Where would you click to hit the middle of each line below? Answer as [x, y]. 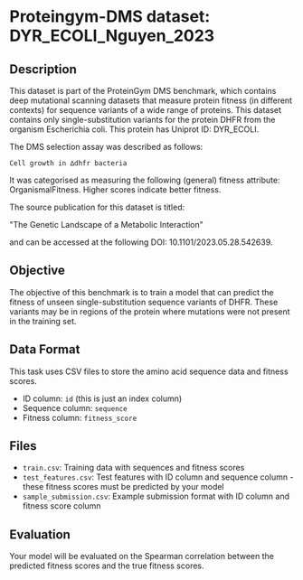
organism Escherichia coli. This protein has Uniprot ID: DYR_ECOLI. [134, 129]
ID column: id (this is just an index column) [102, 398]
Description [43, 69]
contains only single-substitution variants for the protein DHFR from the [142, 120]
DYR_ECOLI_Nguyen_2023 [112, 36]
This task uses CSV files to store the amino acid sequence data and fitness [149, 371]
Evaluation [40, 534]
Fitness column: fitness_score [80, 417]
